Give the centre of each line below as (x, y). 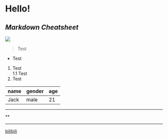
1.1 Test (20, 74)
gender (35, 91)
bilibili (11, 131)
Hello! (18, 9)
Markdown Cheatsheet (42, 27)
